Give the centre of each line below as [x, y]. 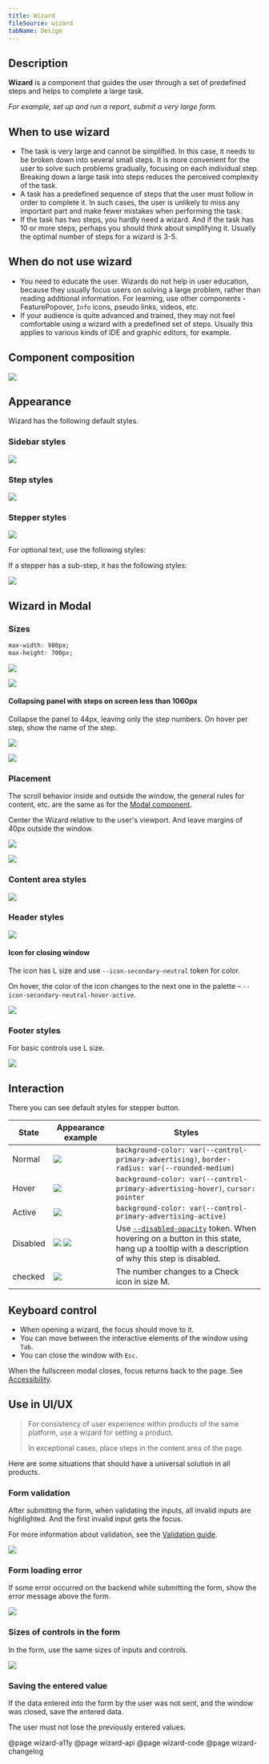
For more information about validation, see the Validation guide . [113, 1534]
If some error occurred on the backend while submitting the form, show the [132, 1588]
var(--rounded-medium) [192, 1168]
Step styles [31, 480]
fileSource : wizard [41, 23]
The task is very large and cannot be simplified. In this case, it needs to [137, 151]
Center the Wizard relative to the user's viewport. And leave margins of [125, 820]
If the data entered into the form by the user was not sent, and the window [131, 1703]
